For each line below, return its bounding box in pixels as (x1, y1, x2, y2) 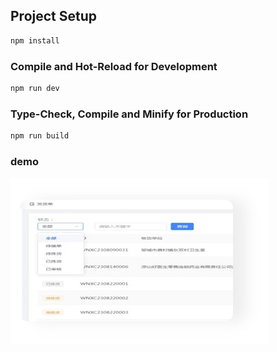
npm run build (10, 131, 70, 141)
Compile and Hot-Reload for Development (10, 59, 218, 73)
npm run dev (10, 83, 60, 93)
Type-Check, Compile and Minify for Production (10, 107, 249, 121)
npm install (10, 35, 60, 46)
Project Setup (10, 8, 98, 25)
